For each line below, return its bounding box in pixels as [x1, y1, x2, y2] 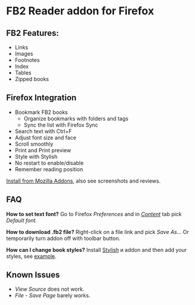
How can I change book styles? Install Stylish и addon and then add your [6, 246, 187, 253]
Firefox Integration [6, 93, 77, 103]
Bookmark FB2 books [14, 109, 68, 116]
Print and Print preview [14, 146, 72, 153]
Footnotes [14, 57, 40, 63]
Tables [14, 69, 32, 76]
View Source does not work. [14, 285, 85, 293]
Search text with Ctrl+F [14, 127, 72, 135]
